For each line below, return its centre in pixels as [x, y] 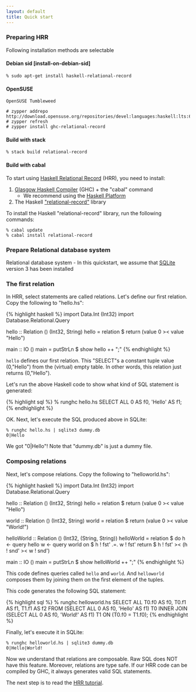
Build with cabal [26, 165]
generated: [19, 391]
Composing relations [36, 462]
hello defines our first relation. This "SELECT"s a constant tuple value [90, 361]
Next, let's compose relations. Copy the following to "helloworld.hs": [88, 474]
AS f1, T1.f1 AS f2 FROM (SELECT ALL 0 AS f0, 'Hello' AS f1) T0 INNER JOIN [97, 608]
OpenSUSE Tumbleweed [31, 101]
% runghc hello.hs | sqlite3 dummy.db [53, 431]
